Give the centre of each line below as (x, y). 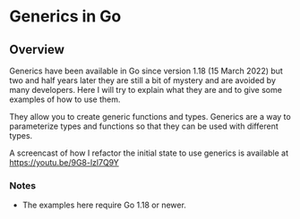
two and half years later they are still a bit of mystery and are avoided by (142, 80)
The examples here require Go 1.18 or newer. (104, 205)
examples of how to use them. (65, 99)
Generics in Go (65, 17)
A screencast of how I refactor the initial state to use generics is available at (149, 153)
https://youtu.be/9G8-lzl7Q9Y (64, 162)
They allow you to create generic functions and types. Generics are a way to (150, 117)
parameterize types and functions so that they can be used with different (144, 126)
